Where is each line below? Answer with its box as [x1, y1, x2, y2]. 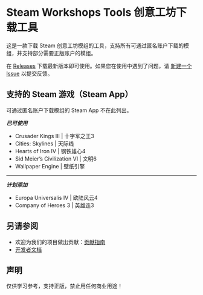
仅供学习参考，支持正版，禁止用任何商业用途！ [6, 282, 123, 290]
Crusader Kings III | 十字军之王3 [14, 132, 95, 139]
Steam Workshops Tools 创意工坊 [6, 5, 176, 19]
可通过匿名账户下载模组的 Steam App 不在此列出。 [6, 107, 132, 114]
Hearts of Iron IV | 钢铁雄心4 [14, 147, 86, 154]
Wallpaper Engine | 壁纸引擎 [14, 162, 85, 170]
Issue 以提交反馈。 [6, 70, 53, 77]
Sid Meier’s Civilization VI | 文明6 [14, 155, 97, 162]
